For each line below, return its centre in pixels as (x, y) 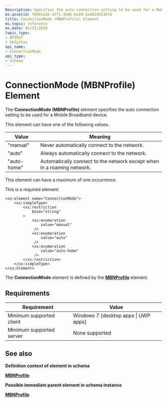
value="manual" (56, 225)
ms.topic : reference (27, 24)
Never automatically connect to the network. (92, 145)
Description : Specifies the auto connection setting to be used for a (80, 10)
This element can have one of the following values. (57, 124)
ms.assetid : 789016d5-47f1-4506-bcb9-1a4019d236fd (59, 14)
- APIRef (14, 38)
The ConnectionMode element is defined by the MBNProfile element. (77, 278)
